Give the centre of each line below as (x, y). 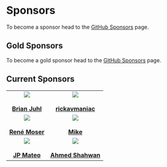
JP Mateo (27, 155)
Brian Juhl (27, 108)
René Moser (27, 132)
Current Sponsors (41, 79)
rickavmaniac (75, 108)
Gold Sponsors (35, 46)
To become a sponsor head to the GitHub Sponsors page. (77, 27)
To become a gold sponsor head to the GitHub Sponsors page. (84, 60)
